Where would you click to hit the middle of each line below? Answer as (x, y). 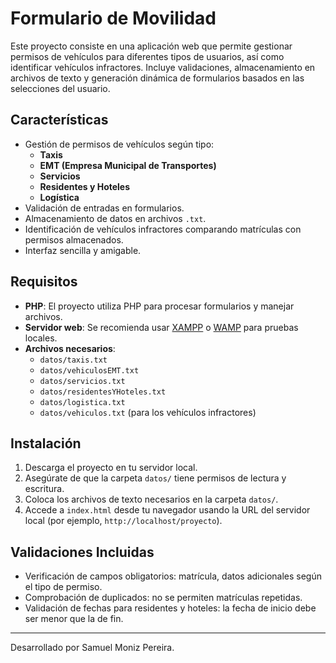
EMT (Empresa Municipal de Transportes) (128, 165)
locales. (41, 338)
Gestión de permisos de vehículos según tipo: (119, 144)
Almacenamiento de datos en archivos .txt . (115, 218)
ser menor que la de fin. (74, 619)
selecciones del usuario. (60, 88)
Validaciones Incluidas (82, 552)
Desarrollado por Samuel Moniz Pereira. (92, 648)
